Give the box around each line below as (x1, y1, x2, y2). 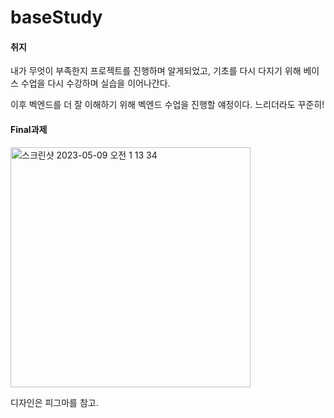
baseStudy (10, 6, 103, 29)
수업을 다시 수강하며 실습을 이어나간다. (20, 77, 171, 90)
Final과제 (10, 123, 48, 135)
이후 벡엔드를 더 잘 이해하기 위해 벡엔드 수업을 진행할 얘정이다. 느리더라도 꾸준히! (10, 99, 325, 111)
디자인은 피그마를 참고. (10, 396, 99, 408)
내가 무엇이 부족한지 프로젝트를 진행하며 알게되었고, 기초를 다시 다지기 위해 (10, 65, 302, 77)
